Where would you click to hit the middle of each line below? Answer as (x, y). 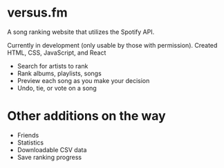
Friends (28, 135)
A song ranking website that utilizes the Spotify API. (81, 32)
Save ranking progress (49, 157)
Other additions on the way (86, 116)
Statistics (30, 142)
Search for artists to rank (53, 66)
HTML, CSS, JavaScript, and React (57, 53)
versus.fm (37, 13)
